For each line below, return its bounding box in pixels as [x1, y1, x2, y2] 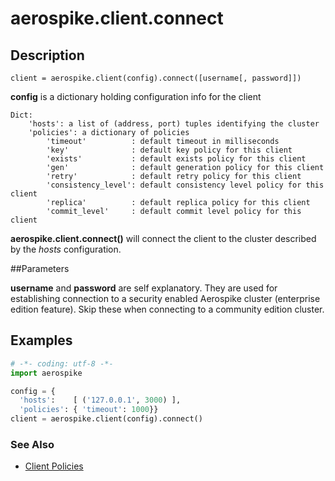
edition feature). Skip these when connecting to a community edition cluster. [10, 303, 325, 315]
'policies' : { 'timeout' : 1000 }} [19, 405, 159, 415]
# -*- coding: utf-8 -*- [10, 358, 114, 369]
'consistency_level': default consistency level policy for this [46, 180, 325, 190]
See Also [10, 437, 55, 451]
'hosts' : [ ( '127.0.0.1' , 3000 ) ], [19, 395, 182, 406]
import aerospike [10, 368, 83, 378]
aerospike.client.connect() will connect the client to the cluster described [10, 233, 317, 244]
